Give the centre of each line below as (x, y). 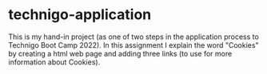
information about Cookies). (54, 62)
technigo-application (80, 15)
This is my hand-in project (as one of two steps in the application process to (134, 37)
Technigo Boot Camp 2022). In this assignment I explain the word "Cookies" (133, 45)
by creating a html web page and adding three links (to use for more (120, 53)
